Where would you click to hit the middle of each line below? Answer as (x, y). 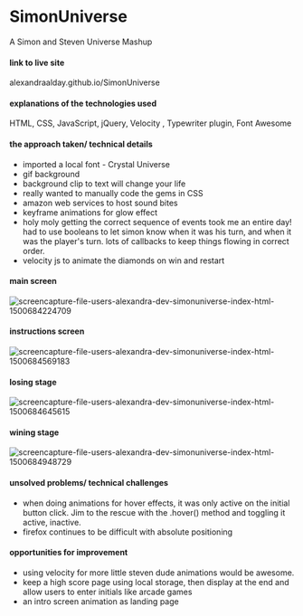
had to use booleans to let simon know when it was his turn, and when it (157, 232)
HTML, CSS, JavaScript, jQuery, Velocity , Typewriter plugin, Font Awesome (151, 123)
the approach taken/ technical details (81, 144)
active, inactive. (52, 522)
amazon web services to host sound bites (100, 203)
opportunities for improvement (69, 553)
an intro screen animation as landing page (100, 601)
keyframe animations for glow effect (90, 212)
